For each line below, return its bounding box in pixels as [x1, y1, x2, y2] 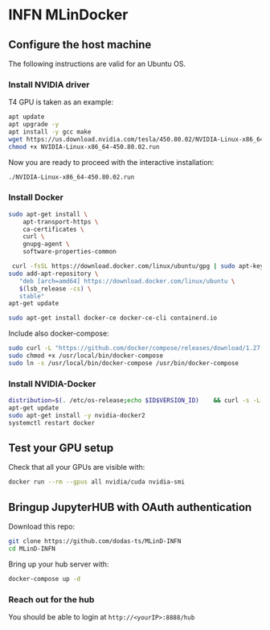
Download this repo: [8, 521, 76, 532]
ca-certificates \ [22, 225, 84, 233]
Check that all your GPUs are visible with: [8, 463, 145, 472]
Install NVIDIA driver [8, 79, 90, 90]
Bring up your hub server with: [8, 559, 109, 569]
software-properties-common [22, 248, 117, 256]
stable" [18, 292, 45, 300]
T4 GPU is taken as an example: [8, 97, 114, 107]
